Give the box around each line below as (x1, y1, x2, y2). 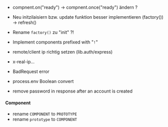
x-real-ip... (12, 59, 35, 65)
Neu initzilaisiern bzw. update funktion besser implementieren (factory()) (12, 14, 164, 20)
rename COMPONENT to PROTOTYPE (12, 111, 77, 117)
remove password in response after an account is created (12, 88, 133, 94)
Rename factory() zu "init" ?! (12, 29, 74, 35)
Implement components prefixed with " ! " (12, 39, 98, 45)
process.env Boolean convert (12, 78, 74, 84)
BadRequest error (12, 68, 49, 74)
